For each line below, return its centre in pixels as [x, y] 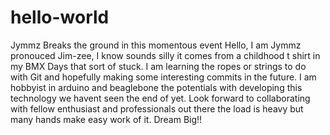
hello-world [60, 17]
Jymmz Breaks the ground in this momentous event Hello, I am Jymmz [156, 45]
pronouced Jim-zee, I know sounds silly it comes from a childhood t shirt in [165, 55]
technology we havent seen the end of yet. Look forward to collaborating [160, 98]
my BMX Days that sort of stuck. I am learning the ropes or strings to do [158, 66]
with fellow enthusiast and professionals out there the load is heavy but [157, 108]
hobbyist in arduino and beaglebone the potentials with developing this [156, 87]
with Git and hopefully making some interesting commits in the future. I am [163, 77]
